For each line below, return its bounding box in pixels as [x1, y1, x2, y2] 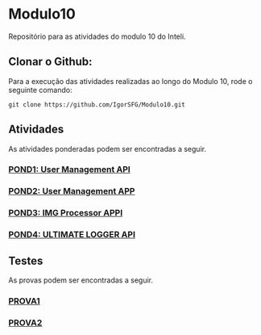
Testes [8, 253, 43, 267]
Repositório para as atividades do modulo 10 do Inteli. [8, 31, 187, 41]
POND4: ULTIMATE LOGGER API [8, 229, 135, 241]
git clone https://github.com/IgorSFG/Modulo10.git [8, 100, 185, 109]
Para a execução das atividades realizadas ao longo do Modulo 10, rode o [8, 76, 253, 86]
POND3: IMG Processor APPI [8, 207, 123, 219]
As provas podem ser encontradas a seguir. [8, 275, 153, 285]
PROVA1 [8, 295, 40, 307]
